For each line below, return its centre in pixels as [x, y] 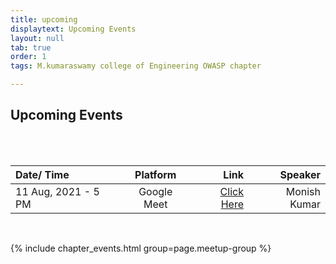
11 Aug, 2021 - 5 [57, 191]
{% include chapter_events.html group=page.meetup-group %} [141, 248]
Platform [155, 174]
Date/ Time [42, 174]
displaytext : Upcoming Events [73, 29]
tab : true [31, 47]
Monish [303, 191]
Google [155, 191]
